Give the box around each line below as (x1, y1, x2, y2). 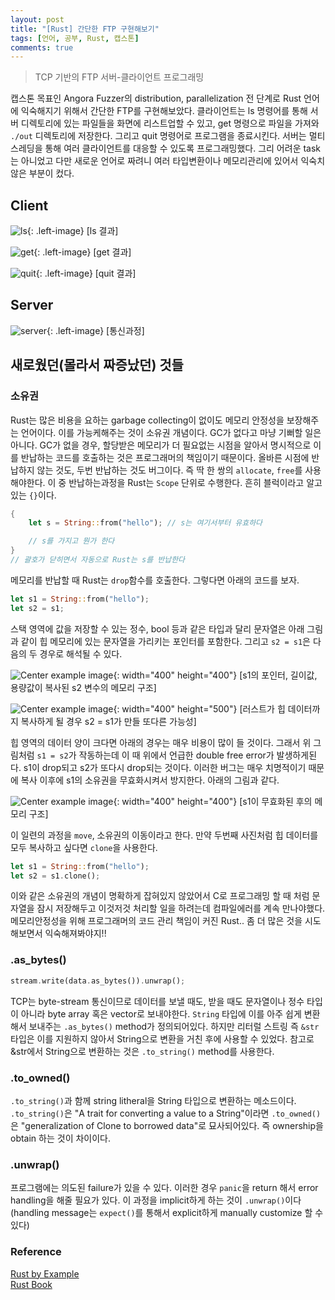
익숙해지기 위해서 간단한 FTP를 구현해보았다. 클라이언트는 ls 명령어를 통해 (20, 105, 308, 117)
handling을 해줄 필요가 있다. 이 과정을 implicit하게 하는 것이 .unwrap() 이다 (10, 1194, 302, 1206)
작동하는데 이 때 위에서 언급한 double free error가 (78, 749, 275, 761)
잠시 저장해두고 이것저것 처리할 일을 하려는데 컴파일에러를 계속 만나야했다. (36, 902, 326, 915)
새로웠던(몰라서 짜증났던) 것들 (10, 357, 184, 374)
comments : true (10, 42, 74, 53)
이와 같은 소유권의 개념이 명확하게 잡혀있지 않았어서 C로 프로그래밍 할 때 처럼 (10, 890, 310, 902)
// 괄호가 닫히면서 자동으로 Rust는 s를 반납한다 (10, 555, 186, 565)
